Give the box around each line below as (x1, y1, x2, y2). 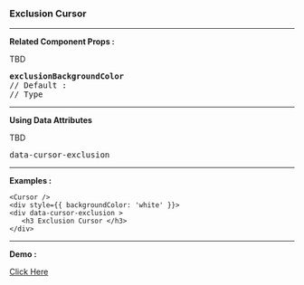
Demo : (9, 249, 37, 260)
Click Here (9, 266, 49, 278)
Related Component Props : (9, 36, 115, 47)
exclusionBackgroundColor (9, 71, 125, 81)
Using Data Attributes (9, 115, 93, 126)
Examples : (9, 176, 52, 186)
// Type (9, 90, 43, 100)
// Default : (9, 81, 68, 90)
